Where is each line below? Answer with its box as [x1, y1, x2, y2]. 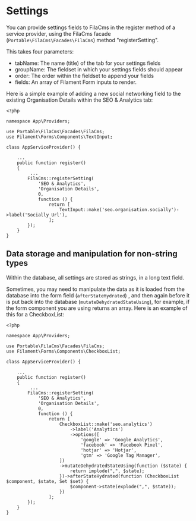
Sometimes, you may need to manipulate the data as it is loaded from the [6, 285, 185, 293]
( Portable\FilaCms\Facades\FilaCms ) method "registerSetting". [6, 36, 159, 43]
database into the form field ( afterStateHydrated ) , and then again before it [6, 291, 190, 299]
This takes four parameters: [6, 48, 74, 55]
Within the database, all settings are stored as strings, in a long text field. [6, 274, 185, 281]
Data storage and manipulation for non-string [6, 249, 178, 259]
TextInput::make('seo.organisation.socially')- [59, 206, 179, 212]
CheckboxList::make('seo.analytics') [59, 421, 153, 427]
